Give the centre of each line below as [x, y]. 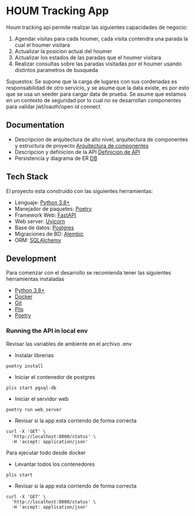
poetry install [25, 366]
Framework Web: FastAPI [45, 215]
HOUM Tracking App [57, 11]
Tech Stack [27, 177]
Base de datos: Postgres [44, 227]
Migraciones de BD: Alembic [49, 234]
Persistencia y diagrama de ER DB [56, 158]
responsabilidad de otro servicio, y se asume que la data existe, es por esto [98, 87]
